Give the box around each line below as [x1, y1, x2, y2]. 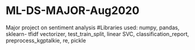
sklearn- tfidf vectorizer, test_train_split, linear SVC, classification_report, [6, 30, 189, 37]
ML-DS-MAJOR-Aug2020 [6, 4, 140, 18]
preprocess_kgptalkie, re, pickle [6, 37, 86, 44]
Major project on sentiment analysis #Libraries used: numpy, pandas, [6, 24, 180, 31]
